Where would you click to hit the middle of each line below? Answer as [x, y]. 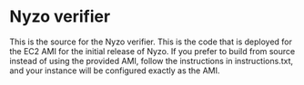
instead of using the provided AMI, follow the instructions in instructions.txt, [152, 61]
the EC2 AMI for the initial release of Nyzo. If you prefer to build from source [152, 51]
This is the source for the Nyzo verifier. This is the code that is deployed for [151, 42]
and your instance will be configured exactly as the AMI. [115, 71]
